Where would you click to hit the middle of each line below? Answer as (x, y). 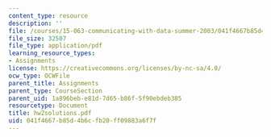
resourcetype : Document (48, 106)
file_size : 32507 (38, 38)
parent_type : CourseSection (56, 91)
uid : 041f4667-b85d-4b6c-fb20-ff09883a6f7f (83, 121)
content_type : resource (48, 16)
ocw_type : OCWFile (39, 76)
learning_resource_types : (52, 53)
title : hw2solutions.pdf (50, 114)
